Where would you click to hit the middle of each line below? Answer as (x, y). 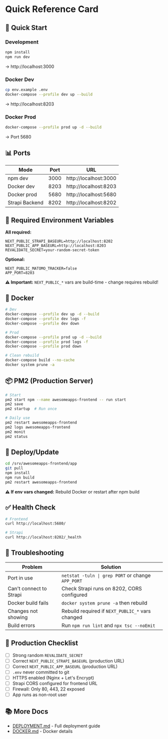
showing (18, 617)
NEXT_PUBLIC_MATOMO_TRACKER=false (41, 268)
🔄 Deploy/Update (32, 452)
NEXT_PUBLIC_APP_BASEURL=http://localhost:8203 (56, 246)
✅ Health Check (30, 508)
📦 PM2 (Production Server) (49, 381)
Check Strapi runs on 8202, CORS (102, 588)
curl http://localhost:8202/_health (43, 537)
